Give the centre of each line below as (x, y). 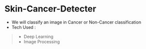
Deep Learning (39, 37)
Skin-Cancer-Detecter (50, 9)
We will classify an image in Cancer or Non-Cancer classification (76, 22)
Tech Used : (24, 27)
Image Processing (42, 41)
